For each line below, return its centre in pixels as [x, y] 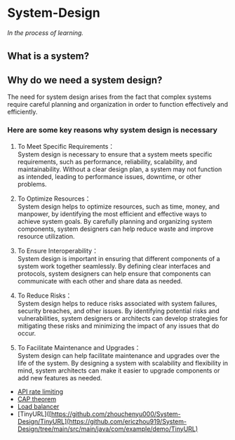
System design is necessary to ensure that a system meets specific [115, 154]
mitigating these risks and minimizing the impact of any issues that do [118, 326]
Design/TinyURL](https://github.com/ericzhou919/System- [102, 421]
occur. [27, 333]
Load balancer [38, 406]
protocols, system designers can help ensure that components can [114, 273]
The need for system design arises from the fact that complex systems [109, 97]
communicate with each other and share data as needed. [100, 281]
